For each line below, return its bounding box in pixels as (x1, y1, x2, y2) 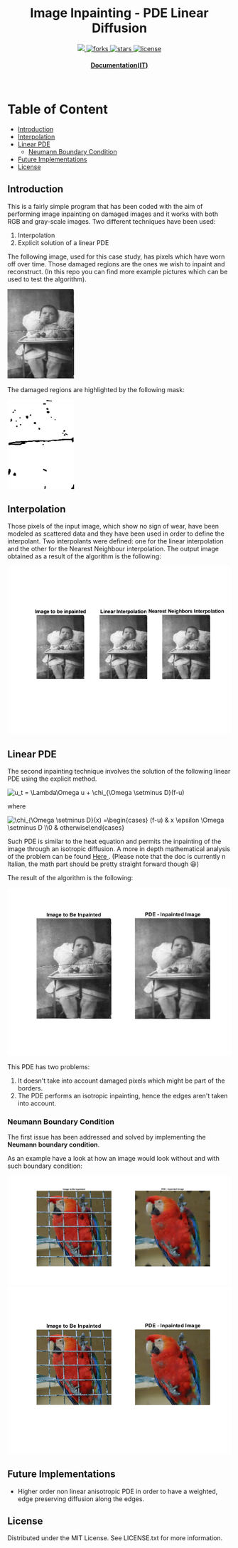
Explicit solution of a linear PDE (17, 238, 109, 247)
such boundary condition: (7, 1162, 83, 1170)
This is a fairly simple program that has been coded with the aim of (7, 202, 203, 210)
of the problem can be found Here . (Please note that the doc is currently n (7, 852, 226, 860)
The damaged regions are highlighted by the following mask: (7, 386, 185, 394)
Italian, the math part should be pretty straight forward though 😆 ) (7, 860, 200, 868)
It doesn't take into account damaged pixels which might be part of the (17, 1076, 225, 1085)
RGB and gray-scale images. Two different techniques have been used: (7, 217, 216, 225)
